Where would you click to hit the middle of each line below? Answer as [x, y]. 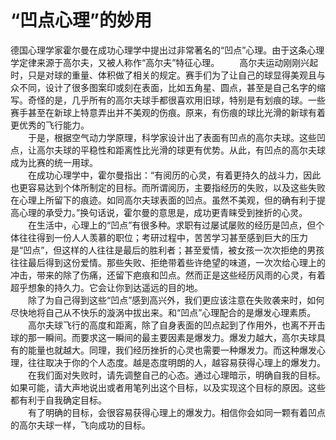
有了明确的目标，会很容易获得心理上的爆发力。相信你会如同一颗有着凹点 [176, 412]
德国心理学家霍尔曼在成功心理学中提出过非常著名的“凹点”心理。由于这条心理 [167, 50]
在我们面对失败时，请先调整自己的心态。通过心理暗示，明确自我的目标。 [176, 375]
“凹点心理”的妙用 [81, 20]
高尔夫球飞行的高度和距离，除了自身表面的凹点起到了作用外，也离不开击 [176, 325]
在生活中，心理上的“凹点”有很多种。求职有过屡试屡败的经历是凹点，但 [172, 225]
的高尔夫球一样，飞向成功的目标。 [80, 425]
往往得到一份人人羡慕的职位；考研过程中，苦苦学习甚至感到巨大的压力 [163, 237]
